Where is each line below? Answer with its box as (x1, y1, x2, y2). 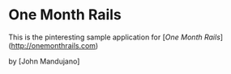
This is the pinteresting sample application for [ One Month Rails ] (8, 32, 224, 42)
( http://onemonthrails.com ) (8, 40, 99, 50)
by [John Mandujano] (8, 56, 80, 66)
